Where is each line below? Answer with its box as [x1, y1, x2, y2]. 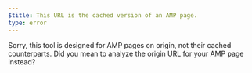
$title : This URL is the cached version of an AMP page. [8, 11, 198, 20]
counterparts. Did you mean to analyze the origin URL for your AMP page [8, 49, 244, 58]
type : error [8, 19, 47, 27]
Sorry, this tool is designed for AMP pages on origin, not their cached [8, 40, 232, 49]
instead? [8, 57, 36, 67]
